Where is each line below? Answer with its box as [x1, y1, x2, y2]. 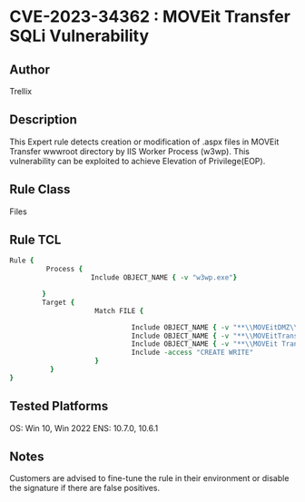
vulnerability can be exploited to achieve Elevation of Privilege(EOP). [9, 155, 266, 166]
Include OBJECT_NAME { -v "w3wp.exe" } [90, 273, 238, 282]
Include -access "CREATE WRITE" [131, 348, 254, 358]
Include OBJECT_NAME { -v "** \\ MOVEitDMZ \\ [131, 322, 299, 332]
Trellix [9, 86, 33, 96]
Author [9, 62, 50, 77]
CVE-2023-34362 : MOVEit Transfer [9, 6, 290, 27]
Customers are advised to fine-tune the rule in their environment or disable [9, 473, 290, 484]
